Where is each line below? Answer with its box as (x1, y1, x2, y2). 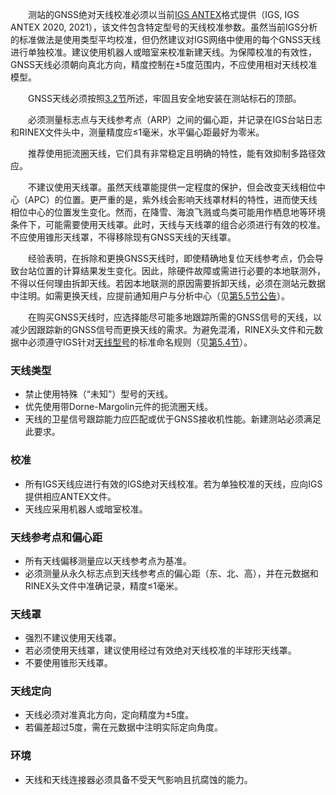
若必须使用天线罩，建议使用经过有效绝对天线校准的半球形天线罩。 (24, 644, 297, 657)
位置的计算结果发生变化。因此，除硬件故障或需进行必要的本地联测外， (36, 265, 326, 277)
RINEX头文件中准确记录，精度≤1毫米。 (24, 579, 184, 592)
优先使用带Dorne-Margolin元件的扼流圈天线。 (24, 401, 214, 413)
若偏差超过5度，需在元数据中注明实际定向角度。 (24, 721, 224, 733)
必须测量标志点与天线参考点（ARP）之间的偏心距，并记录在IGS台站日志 (28, 114, 323, 125)
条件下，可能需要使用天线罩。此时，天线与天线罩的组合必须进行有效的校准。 (10, 219, 326, 230)
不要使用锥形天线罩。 (24, 657, 113, 669)
